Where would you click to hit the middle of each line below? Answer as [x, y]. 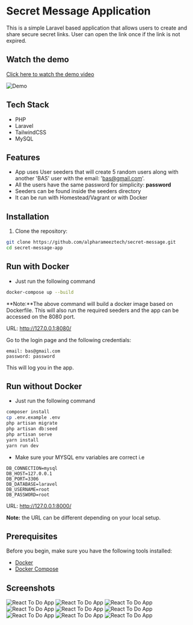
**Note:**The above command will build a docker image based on [90, 303]
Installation [28, 216]
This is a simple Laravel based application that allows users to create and [97, 28]
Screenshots [31, 588]
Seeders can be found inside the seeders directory [78, 191]
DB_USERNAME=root [28, 489]
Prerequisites [32, 536]
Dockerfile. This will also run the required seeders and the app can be [93, 310]
